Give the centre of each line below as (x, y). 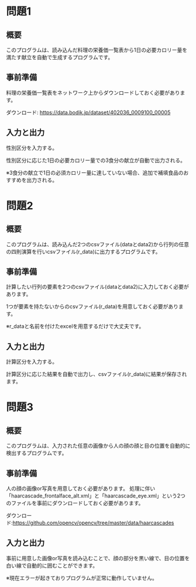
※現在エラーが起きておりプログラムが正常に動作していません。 (82, 578)
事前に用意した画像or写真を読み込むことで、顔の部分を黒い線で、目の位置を (98, 558)
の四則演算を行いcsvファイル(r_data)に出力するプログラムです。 (83, 251)
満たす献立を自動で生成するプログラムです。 (60, 57)
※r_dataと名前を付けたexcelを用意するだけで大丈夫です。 (75, 326)
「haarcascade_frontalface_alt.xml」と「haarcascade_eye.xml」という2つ (96, 496)
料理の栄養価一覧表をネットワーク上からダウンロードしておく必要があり (93, 92)
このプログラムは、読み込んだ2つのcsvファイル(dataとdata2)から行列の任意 (98, 244)
